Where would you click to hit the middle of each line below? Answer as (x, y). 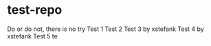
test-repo (35, 10)
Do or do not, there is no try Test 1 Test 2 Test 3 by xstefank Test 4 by (105, 29)
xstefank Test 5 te (33, 36)
